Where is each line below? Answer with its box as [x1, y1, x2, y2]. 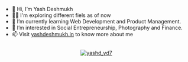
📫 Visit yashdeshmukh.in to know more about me [11, 31, 134, 37]
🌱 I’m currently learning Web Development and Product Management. [11, 18, 181, 25]
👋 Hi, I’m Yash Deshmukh [11, 6, 73, 12]
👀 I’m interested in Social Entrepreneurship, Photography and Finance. [11, 24, 183, 31]
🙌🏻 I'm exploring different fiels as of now [11, 12, 111, 19]
